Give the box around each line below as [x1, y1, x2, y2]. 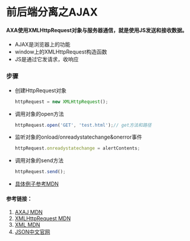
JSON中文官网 [14, 229, 50, 236]
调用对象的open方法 [14, 110, 64, 117]
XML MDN [14, 221, 40, 229]
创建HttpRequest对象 [14, 87, 67, 94]
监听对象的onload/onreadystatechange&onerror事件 [14, 133, 142, 140]
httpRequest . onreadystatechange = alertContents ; [14, 145, 141, 152]
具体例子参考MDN [14, 180, 59, 187]
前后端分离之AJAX [6, 5, 98, 19]
